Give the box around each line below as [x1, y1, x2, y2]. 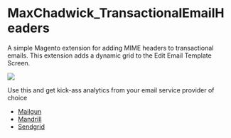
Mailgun [17, 107, 42, 115]
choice [7, 93, 28, 102]
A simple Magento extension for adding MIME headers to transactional [7, 43, 214, 52]
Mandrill [17, 115, 42, 123]
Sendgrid [17, 122, 45, 131]
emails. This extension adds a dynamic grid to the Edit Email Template [7, 51, 212, 60]
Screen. [7, 58, 31, 67]
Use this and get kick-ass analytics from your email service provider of [7, 85, 215, 94]
